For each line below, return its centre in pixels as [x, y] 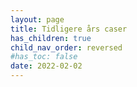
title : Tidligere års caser [69, 29]
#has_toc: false [44, 57]
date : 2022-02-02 [46, 66]
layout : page [37, 19]
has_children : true [51, 38]
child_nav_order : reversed [66, 47]
